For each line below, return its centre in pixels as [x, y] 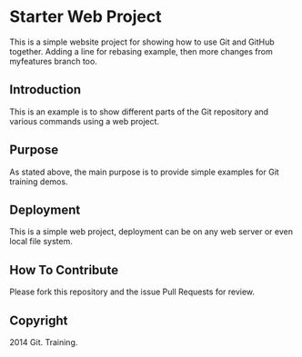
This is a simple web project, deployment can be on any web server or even [151, 232]
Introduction [45, 89]
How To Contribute [64, 270]
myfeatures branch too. [53, 61]
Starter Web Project [86, 17]
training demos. [39, 181]
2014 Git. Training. [44, 342]
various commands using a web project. [85, 121]
